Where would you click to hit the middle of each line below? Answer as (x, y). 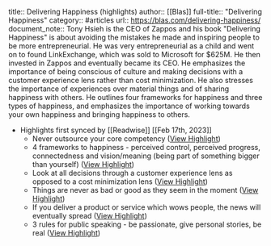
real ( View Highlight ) (66, 233)
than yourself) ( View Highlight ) (83, 164)
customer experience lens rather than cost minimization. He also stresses (131, 80)
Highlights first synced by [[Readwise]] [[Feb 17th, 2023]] (116, 130)
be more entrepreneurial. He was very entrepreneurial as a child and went (131, 46)
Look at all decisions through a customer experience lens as (132, 173)
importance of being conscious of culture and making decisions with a (126, 71)
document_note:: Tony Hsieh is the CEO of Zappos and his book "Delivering (135, 29)
